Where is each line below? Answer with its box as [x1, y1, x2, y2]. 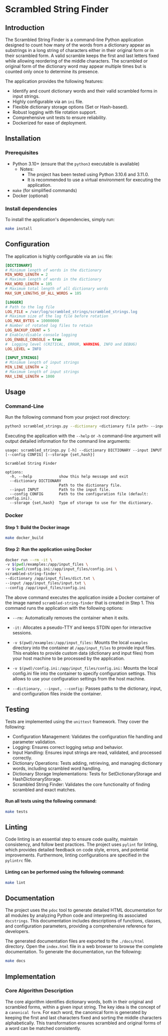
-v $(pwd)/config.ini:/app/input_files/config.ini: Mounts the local [12, 665, 158, 671]
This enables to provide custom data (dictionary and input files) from [12, 650, 154, 656]
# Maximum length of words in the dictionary [5, 277, 101, 282]
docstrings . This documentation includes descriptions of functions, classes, [5, 918, 162, 924]
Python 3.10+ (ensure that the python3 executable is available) [12, 161, 140, 167]
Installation [5, 134, 41, 143]
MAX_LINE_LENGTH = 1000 [5, 374, 55, 379]
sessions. [12, 629, 32, 636]
